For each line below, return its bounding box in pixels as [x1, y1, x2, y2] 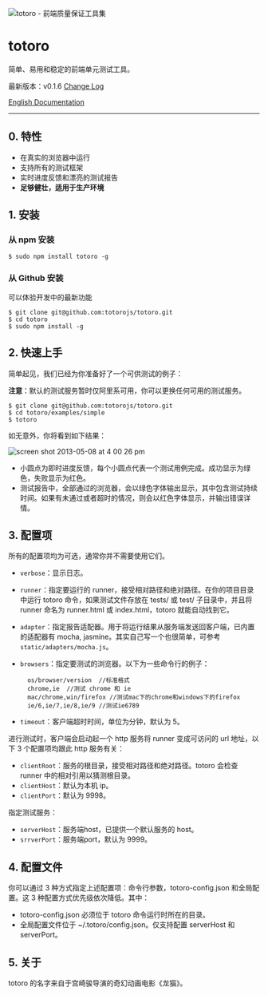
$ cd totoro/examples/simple [8, 408, 105, 417]
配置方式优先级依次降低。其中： [44, 893, 150, 902]
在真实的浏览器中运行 [19, 153, 90, 162]
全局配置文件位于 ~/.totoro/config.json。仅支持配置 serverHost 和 [19, 920, 235, 930]
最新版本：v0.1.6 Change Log [8, 81, 104, 91]
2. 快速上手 [8, 346, 63, 359]
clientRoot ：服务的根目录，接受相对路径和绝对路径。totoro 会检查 [19, 761, 238, 771]
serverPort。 [19, 930, 62, 940]
